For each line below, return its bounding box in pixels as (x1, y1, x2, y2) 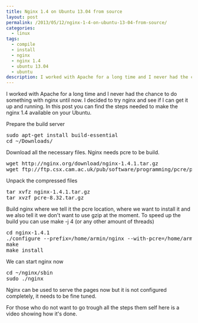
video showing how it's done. (6, 310, 78, 318)
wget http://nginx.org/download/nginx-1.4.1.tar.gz (6, 160, 159, 167)
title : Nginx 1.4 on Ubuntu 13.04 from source (6, 8, 123, 15)
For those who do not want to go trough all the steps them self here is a (6, 304, 180, 311)
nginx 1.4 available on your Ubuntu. (6, 109, 92, 116)
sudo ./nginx (6, 275, 44, 282)
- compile (11, 42, 35, 48)
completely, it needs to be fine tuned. (6, 292, 97, 300)
